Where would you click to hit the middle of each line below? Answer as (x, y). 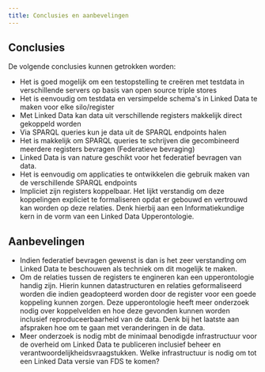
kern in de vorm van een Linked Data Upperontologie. (107, 216)
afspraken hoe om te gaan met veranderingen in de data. (112, 328)
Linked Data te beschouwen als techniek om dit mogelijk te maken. (128, 269)
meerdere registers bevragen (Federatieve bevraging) (107, 149)
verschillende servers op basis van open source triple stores (118, 90)
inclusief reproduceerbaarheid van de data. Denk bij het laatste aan (129, 319)
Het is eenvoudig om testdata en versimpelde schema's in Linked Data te (138, 99)
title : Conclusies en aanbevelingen (68, 15)
